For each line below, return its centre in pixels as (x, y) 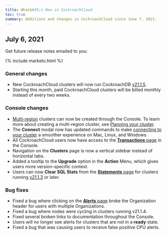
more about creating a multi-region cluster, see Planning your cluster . (83, 124)
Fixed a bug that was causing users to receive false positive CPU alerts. (86, 228)
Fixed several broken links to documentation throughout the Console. (83, 217)
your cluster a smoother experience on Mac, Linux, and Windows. (80, 134)
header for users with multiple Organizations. (59, 206)
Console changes (27, 108)
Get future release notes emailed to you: (47, 51)
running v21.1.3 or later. (36, 177)
